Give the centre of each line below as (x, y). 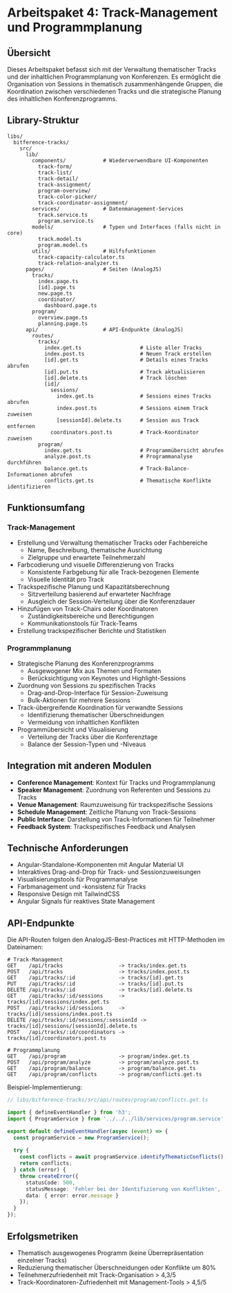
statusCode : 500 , (50, 1183)
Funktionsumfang (46, 508)
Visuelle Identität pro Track (66, 579)
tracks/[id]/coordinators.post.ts (57, 1038)
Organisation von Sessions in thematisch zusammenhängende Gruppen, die (115, 84)
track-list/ (55, 173)
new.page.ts (55, 293)
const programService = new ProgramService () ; (81, 1138)
